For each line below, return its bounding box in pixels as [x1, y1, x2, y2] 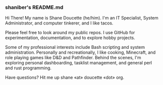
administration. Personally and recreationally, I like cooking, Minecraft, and [5, 49, 156, 55]
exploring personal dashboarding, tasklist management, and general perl [5, 60, 152, 66]
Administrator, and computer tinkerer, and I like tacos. [5, 20, 114, 26]
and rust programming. [5, 65, 52, 71]
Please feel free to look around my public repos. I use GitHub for [5, 30, 135, 36]
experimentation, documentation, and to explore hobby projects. [5, 35, 136, 41]
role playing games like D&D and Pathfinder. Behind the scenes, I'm [5, 55, 141, 61]
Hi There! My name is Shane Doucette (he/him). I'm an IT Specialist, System [5, 15, 159, 21]
